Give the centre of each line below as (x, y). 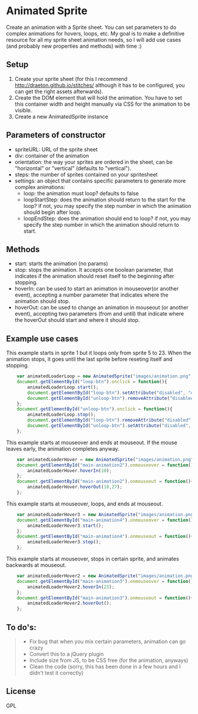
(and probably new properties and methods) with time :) (74, 46)
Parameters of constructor (56, 135)
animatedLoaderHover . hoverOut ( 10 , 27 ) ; (75, 487)
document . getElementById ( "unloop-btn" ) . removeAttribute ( (98, 398)
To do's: (21, 627)
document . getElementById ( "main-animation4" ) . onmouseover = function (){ (106, 520)
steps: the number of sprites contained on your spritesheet (86, 174)
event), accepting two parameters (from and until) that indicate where (99, 314)
